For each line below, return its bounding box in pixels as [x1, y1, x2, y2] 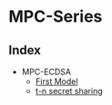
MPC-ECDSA [21, 66, 72, 77]
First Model [35, 76, 78, 87]
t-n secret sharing [35, 86, 104, 96]
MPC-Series [8, 6, 103, 27]
